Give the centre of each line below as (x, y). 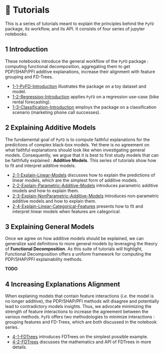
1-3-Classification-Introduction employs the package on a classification (84, 107)
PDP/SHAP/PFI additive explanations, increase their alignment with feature (80, 71)
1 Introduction (26, 49)
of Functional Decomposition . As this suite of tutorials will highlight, (74, 249)
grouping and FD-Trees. (29, 77)
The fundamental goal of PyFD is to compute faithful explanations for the (78, 140)
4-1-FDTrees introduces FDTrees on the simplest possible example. (80, 337)
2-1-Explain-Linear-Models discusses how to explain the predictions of (83, 175)
